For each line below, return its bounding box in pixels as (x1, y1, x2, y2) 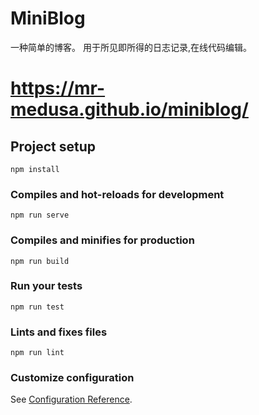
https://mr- (10, 77, 106, 100)
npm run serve (10, 210, 70, 221)
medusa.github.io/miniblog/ (10, 98, 249, 121)
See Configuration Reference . (10, 393, 133, 406)
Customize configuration (10, 371, 135, 385)
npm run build (10, 256, 70, 266)
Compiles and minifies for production (10, 233, 195, 247)
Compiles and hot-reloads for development (10, 187, 225, 201)
